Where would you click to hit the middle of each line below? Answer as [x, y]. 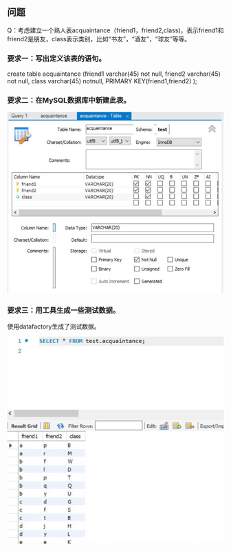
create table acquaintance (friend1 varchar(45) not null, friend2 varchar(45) [114, 74]
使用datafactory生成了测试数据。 [54, 326]
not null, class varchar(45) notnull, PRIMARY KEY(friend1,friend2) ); [102, 81]
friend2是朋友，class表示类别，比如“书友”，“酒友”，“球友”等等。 [99, 39]
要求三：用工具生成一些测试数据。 [64, 310]
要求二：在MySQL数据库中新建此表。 [69, 101]
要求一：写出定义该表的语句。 [57, 59]
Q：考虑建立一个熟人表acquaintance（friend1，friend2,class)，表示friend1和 [115, 30]
